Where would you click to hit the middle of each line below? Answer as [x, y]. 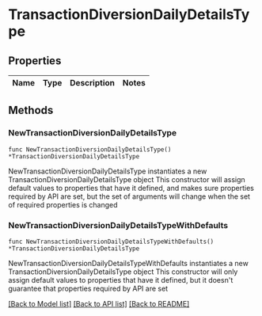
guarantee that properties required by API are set [88, 288]
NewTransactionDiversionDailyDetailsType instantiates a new [108, 171]
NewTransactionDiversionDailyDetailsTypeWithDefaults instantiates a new [129, 263]
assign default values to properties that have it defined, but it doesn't [121, 280]
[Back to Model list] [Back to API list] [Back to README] [99, 303]
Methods [31, 110]
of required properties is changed [63, 204]
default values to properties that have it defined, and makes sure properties [131, 188]
